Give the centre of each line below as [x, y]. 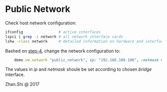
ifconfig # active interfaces [53, 32]
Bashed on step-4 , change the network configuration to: [63, 51]
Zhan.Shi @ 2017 [22, 84]
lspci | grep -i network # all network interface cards [64, 37]
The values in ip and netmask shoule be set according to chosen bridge [79, 69]
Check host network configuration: [41, 23]
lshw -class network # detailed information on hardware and [74, 41]
